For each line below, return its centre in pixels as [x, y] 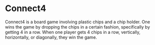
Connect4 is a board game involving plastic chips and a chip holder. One [78, 22]
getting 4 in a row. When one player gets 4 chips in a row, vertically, [73, 32]
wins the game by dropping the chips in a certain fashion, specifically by [77, 27]
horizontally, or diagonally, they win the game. [51, 37]
